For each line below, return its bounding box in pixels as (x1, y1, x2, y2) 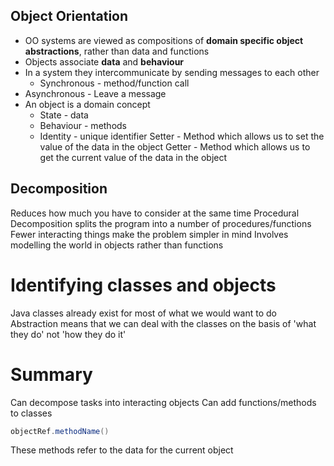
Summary (10, 363, 93, 386)
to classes (10, 407, 53, 419)
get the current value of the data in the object (39, 151, 228, 163)
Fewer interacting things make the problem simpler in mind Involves (10, 228, 289, 240)
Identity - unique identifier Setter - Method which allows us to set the (39, 130, 325, 142)
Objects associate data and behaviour (24, 55, 185, 68)
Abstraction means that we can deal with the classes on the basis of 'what (10, 317, 317, 329)
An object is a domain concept (24, 98, 151, 110)
